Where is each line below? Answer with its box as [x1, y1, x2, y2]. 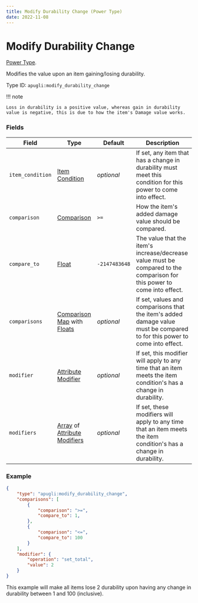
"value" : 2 [27, 562, 54, 568]
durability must [136, 163, 178, 172]
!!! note [6, 93, 24, 100]
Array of [57, 421, 80, 429]
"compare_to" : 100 [37, 535, 83, 541]
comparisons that [136, 302, 184, 311]
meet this [136, 170, 162, 179]
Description [146, 139, 180, 147]
